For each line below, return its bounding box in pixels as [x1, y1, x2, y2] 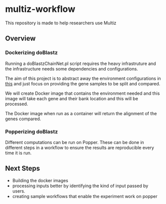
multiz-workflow [5, 3, 75, 15]
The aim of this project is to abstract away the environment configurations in [5, 75, 161, 81]
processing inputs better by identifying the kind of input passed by [12, 183, 149, 189]
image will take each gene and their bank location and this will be [5, 95, 138, 101]
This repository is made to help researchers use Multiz [5, 20, 116, 26]
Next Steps [5, 164, 40, 173]
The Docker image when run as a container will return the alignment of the [5, 110, 157, 116]
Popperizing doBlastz [5, 128, 58, 135]
